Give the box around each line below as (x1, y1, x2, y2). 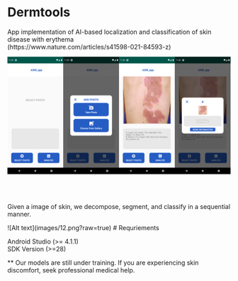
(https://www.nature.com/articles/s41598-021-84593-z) (7, 42, 171, 51)
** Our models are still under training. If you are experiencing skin (7, 258, 199, 267)
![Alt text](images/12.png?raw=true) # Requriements (7, 223, 159, 232)
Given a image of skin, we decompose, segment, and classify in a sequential (7, 202, 231, 210)
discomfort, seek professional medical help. (7, 265, 135, 274)
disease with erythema (7, 35, 74, 43)
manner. (7, 210, 32, 218)
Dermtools (7, 4, 71, 20)
